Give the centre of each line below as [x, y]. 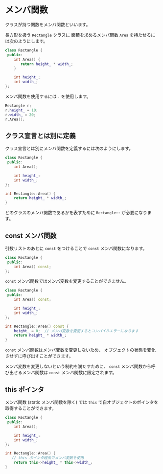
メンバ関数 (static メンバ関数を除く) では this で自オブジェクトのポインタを [82, 402]
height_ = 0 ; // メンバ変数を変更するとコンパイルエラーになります [76, 331]
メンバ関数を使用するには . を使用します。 [48, 96]
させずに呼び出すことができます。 [39, 356]
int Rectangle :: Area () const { [37, 326]
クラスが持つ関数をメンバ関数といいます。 [48, 24]
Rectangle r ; [18, 106]
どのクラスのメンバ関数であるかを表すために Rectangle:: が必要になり [76, 213]
